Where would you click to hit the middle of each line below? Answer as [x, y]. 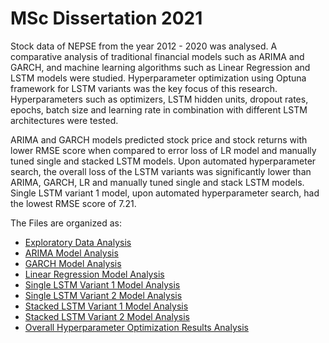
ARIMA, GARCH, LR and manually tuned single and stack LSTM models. [157, 182]
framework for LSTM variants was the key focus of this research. [144, 88]
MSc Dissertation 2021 [106, 18]
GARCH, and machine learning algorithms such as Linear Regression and [160, 67]
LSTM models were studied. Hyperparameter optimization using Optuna [158, 78]
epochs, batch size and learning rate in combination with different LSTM [159, 109]
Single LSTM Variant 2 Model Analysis [103, 295]
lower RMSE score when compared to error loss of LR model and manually [163, 150]
